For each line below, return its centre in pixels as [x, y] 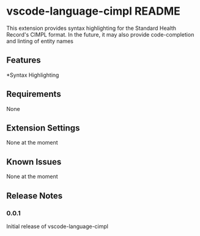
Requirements [34, 94]
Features [24, 60]
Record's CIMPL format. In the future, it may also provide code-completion [100, 34]
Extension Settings [43, 128]
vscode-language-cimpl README [93, 11]
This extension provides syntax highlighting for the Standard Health [91, 28]
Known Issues [34, 162]
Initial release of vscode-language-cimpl [57, 226]
